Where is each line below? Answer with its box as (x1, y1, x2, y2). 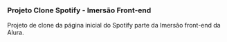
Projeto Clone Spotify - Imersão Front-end (7, 6, 152, 15)
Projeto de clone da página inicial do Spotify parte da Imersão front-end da (7, 21, 221, 30)
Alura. (7, 28, 24, 36)
